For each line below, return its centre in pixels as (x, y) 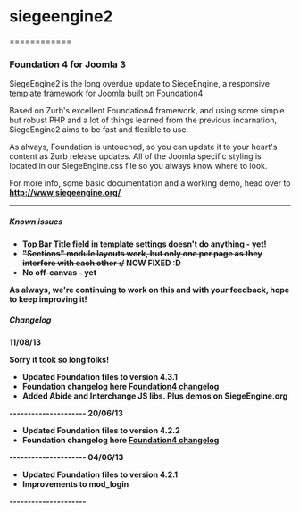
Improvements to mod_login (75, 484)
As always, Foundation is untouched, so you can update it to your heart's (143, 147)
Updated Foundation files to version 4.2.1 (100, 474)
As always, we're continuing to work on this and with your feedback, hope (150, 290)
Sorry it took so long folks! (59, 360)
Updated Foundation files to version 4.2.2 (101, 431)
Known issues (36, 222)
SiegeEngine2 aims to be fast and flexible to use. (99, 130)
